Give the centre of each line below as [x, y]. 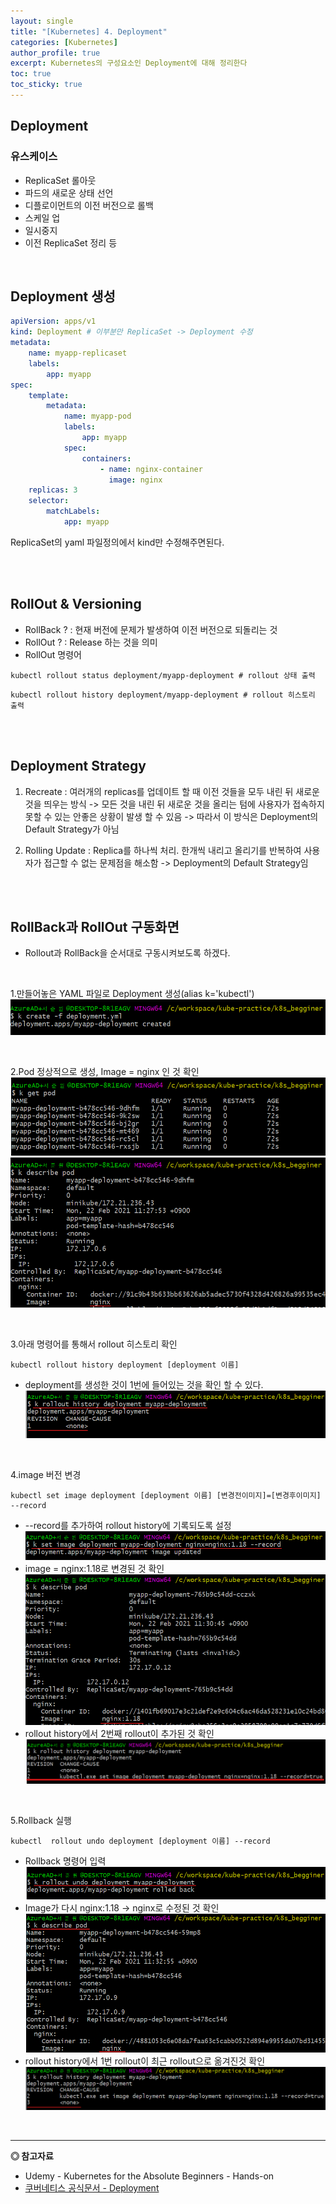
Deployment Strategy [78, 766]
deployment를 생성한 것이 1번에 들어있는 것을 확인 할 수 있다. [144, 1385]
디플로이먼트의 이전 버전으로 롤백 [89, 205]
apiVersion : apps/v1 [53, 321]
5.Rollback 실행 [41, 1821]
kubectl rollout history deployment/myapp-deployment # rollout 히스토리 [163, 695]
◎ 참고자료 [32, 2156]
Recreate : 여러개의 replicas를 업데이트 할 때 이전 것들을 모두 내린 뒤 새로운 [172, 791]
